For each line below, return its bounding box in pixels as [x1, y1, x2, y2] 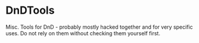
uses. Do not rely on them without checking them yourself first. [5, 29, 160, 36]
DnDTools [5, 4, 55, 17]
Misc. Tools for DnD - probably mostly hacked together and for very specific [5, 23, 193, 30]
